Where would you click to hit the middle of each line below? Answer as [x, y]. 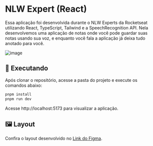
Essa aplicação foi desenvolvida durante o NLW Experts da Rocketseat [76, 23]
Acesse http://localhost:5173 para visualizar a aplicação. [62, 108]
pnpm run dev [18, 99]
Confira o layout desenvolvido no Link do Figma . [54, 139]
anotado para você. [25, 43]
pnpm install [18, 94]
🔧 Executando [27, 68]
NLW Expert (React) [46, 9]
